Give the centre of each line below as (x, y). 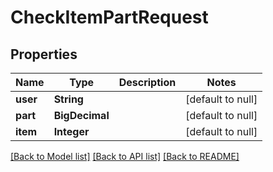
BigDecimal (81, 115)
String (68, 99)
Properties (44, 54)
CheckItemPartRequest (109, 17)
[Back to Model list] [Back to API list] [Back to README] (125, 156)
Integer (71, 131)
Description (147, 82)
